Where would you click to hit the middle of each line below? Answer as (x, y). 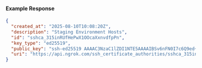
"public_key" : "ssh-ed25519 (46, 49)
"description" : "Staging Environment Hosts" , (69, 32)
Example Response (30, 8)
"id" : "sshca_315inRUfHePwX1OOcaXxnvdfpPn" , (68, 38)
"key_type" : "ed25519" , (41, 43)
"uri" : (19, 54)
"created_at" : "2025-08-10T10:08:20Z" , (61, 27)
